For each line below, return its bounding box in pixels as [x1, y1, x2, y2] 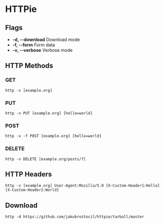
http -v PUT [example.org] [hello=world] [5, 111, 93, 116]
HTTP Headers [5, 170, 52, 178]
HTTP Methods [5, 61, 53, 70]
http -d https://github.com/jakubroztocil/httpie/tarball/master [5, 215, 144, 220]
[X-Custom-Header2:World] [5, 188, 59, 193]
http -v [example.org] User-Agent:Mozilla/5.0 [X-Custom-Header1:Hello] [5, 183, 160, 188]
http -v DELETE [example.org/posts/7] [5, 156, 86, 162]
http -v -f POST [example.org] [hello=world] [5, 134, 101, 139]
